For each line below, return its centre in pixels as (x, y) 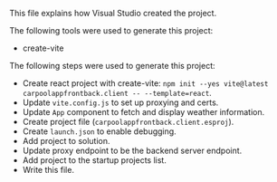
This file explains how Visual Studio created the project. (113, 13)
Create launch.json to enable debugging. (99, 131)
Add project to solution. (66, 141)
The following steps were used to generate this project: (112, 66)
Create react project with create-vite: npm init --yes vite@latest (145, 83)
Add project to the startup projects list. (95, 160)
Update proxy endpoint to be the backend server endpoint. (132, 150)
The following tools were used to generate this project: (111, 30)
